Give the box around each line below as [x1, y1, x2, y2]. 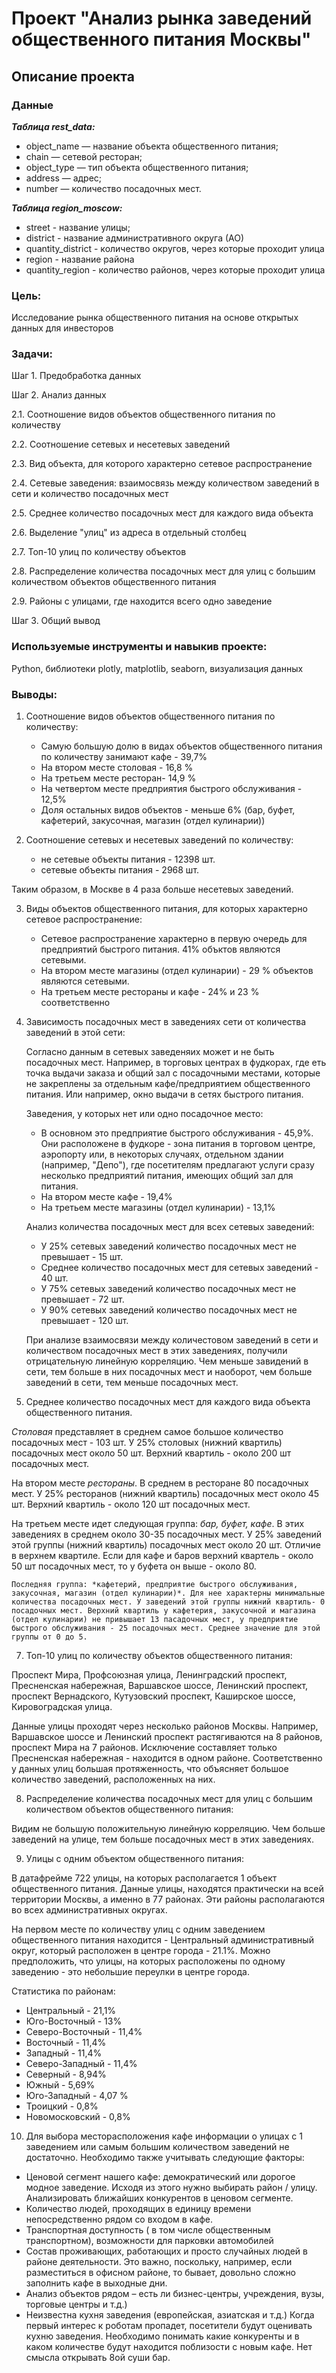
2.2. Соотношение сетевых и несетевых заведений [11, 438, 231, 451]
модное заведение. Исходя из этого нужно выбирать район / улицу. [25, 2182, 318, 2194]
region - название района [25, 253, 135, 265]
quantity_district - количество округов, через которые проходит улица [25, 242, 325, 254]
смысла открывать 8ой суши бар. [25, 2352, 171, 2364]
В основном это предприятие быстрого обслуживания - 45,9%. [40, 1127, 314, 1139]
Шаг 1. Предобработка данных [11, 370, 142, 382]
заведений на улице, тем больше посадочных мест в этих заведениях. [11, 1833, 315, 1846]
